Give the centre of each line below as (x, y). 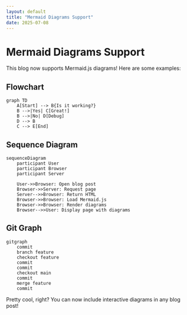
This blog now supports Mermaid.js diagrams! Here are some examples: (93, 68)
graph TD (17, 101)
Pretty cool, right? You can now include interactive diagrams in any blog (93, 299)
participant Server (41, 173)
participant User (38, 163)
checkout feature (38, 257)
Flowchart (25, 87)
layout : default (26, 12)
